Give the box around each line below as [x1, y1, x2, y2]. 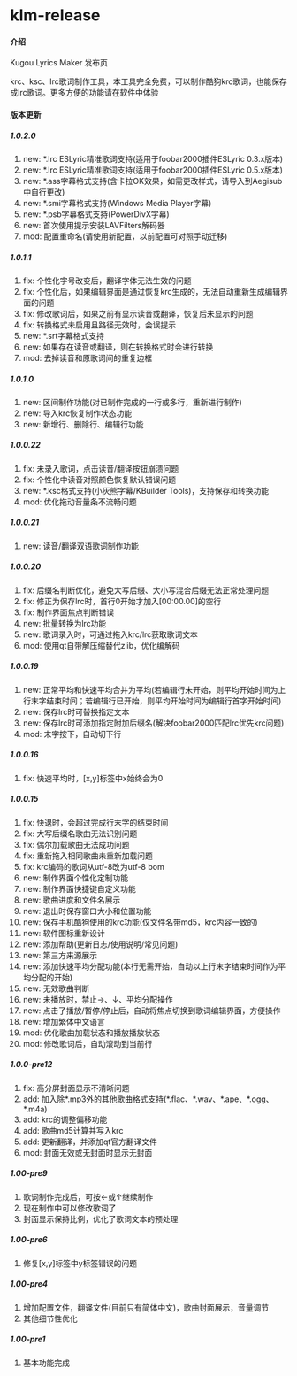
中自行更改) [22, 187, 65, 197]
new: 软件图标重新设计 [22, 927, 105, 938]
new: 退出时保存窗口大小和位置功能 [22, 905, 152, 916]
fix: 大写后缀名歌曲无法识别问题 [22, 828, 138, 839]
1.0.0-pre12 [10, 1059, 53, 1070]
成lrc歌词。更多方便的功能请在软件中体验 [10, 88, 159, 98]
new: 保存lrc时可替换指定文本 [22, 706, 130, 717]
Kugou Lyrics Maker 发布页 [10, 58, 109, 68]
